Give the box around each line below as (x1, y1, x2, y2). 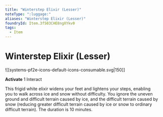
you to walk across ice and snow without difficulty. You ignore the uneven (5, 91, 153, 97)
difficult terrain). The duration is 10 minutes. (5, 106, 92, 112)
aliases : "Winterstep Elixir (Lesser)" (5, 16, 86, 21)
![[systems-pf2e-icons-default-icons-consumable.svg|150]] (5, 67, 126, 73)
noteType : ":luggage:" (5, 12, 51, 17)
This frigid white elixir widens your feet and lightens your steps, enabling (5, 86, 151, 92)
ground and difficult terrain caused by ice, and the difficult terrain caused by (5, 96, 158, 102)
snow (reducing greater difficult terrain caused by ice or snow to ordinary (5, 101, 152, 107)
